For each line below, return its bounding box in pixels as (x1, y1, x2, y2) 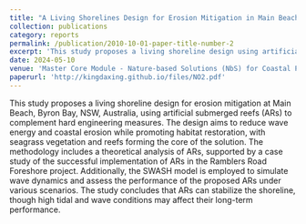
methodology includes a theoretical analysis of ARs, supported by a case (9, 146, 284, 157)
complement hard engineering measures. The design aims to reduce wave (9, 117, 289, 127)
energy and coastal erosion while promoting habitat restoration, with (9, 127, 266, 137)
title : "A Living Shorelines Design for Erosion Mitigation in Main (9, 13, 275, 23)
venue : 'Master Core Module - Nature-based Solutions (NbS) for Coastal (9, 65, 291, 74)
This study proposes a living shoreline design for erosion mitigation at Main (9, 97, 291, 108)
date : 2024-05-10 (9, 56, 76, 65)
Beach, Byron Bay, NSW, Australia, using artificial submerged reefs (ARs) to (9, 107, 292, 118)
